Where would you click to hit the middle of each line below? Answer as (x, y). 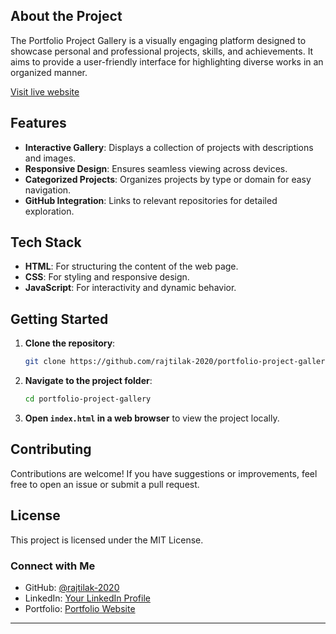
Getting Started (59, 319)
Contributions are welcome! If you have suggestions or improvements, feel (164, 473)
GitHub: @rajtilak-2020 (72, 587)
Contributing (51, 449)
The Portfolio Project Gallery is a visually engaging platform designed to (158, 40)
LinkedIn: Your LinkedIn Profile (87, 598)
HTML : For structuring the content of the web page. (131, 266)
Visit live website (45, 91)
